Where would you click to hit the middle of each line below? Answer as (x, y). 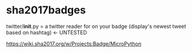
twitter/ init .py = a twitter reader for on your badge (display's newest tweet (96, 26)
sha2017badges (46, 10)
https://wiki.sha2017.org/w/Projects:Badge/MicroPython (74, 44)
